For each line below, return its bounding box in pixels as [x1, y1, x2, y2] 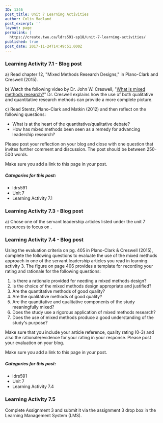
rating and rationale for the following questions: [5, 268, 101, 274]
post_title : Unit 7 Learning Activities [5, 12, 89, 17]
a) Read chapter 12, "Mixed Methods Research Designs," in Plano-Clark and [5, 71, 159, 77]
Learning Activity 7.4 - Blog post [5, 236, 84, 243]
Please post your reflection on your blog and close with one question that [5, 141, 154, 147]
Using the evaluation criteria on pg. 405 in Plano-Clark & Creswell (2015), [5, 247, 153, 253]
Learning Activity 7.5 [5, 396, 55, 403]
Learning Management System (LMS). [5, 412, 82, 418]
